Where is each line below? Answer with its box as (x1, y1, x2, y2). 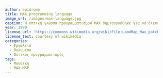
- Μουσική (9, 61, 29, 66)
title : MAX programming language (5, 12, 73, 16)
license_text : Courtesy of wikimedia (5, 34, 81, 39)
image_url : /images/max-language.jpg (5, 16, 81, 21)
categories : (5, 39, 29, 44)
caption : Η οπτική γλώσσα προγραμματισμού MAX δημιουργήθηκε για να (5, 20, 147, 26)
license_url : (5, 30, 32, 34)
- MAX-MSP (9, 66, 29, 71)
